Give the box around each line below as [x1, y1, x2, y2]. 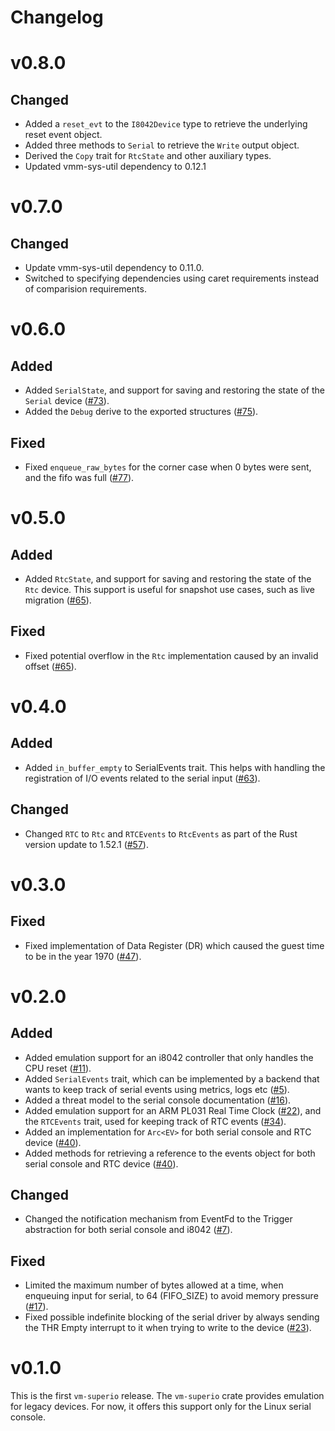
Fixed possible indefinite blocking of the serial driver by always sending [24, 1311, 320, 1323]
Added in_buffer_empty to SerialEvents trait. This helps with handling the [24, 761, 326, 773]
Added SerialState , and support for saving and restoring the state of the [24, 384, 325, 396]
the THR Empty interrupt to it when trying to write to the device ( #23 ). [24, 1322, 312, 1334]
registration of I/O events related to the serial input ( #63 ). [24, 772, 261, 784]
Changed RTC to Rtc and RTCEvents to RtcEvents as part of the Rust [24, 827, 298, 840]
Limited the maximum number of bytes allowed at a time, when [24, 1279, 284, 1291]
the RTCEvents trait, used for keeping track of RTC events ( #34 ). [24, 1115, 287, 1127]
